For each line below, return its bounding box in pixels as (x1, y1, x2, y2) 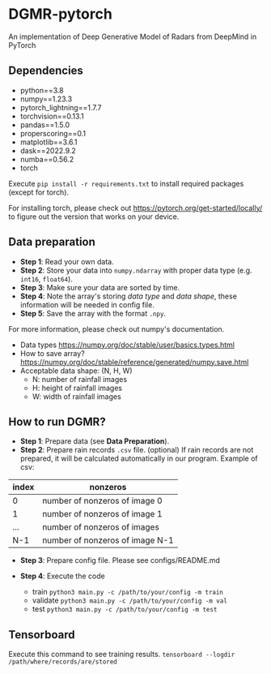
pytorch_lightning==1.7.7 (19, 102, 102, 112)
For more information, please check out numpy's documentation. (8, 324, 225, 333)
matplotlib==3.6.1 (19, 137, 78, 147)
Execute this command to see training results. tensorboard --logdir (8, 650, 235, 659)
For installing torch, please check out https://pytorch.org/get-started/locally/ (8, 203, 263, 213)
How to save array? (19, 348, 85, 358)
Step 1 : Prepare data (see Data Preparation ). (19, 436, 170, 446)
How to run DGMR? (8, 414, 107, 428)
